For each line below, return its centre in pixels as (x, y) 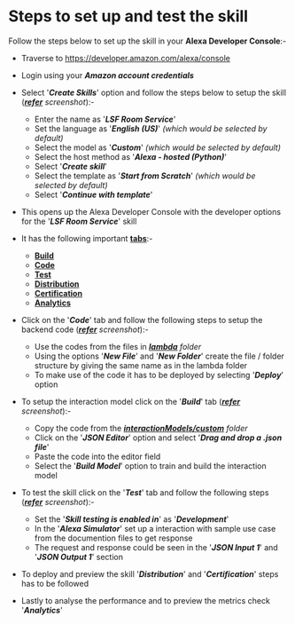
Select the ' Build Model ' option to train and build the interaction (150, 466)
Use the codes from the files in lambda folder (118, 346)
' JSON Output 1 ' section (78, 557)
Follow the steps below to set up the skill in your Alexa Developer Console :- (147, 41)
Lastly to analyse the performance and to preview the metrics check (146, 600)
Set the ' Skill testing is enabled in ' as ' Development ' (132, 519)
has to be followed (55, 583)
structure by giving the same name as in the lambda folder (141, 365)
